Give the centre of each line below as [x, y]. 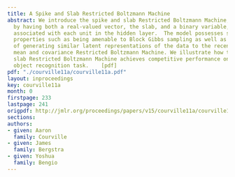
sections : [22, 117]
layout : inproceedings [40, 78]
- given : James [29, 144]
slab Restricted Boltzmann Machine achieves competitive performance [117, 59]
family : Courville [41, 137]
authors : [20, 124]
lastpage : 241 [28, 105]
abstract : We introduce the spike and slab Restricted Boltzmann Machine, [119, 20]
